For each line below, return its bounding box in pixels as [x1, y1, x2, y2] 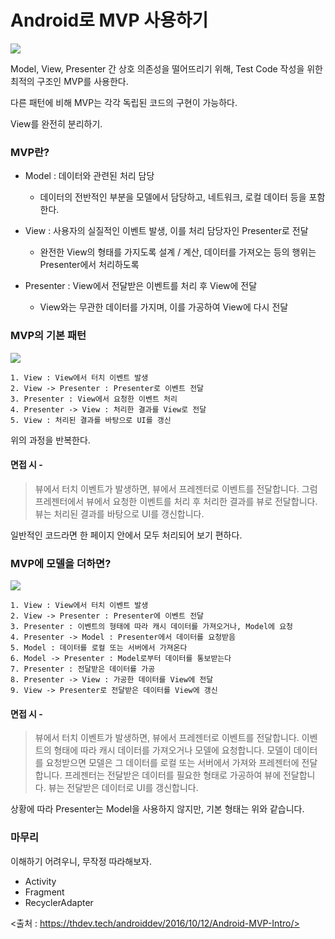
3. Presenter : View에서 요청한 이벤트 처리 [10, 394, 178, 404]
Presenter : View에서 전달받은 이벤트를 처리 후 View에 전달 [24, 280, 258, 292]
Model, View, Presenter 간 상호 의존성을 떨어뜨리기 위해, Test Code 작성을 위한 [10, 62, 323, 75]
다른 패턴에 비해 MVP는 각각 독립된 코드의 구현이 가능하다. [10, 96, 238, 108]
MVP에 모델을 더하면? [10, 556, 112, 570]
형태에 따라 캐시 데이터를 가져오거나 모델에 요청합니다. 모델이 [53, 744, 292, 756]
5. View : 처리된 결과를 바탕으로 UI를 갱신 [10, 415, 172, 425]
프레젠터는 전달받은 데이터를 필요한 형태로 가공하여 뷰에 [64, 769, 282, 781]
